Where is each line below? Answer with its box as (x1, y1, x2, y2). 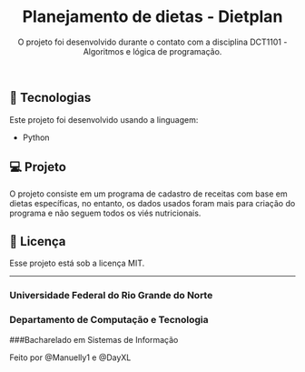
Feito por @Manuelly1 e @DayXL (9, 352, 132, 363)
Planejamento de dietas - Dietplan (22, 6, 283, 27)
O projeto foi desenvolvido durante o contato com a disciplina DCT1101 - (17, 36, 288, 47)
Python (22, 132, 50, 143)
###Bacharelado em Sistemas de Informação (9, 334, 179, 345)
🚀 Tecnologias (9, 90, 92, 106)
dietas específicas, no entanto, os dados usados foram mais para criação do (9, 197, 296, 208)
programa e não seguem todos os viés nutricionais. (9, 207, 202, 218)
